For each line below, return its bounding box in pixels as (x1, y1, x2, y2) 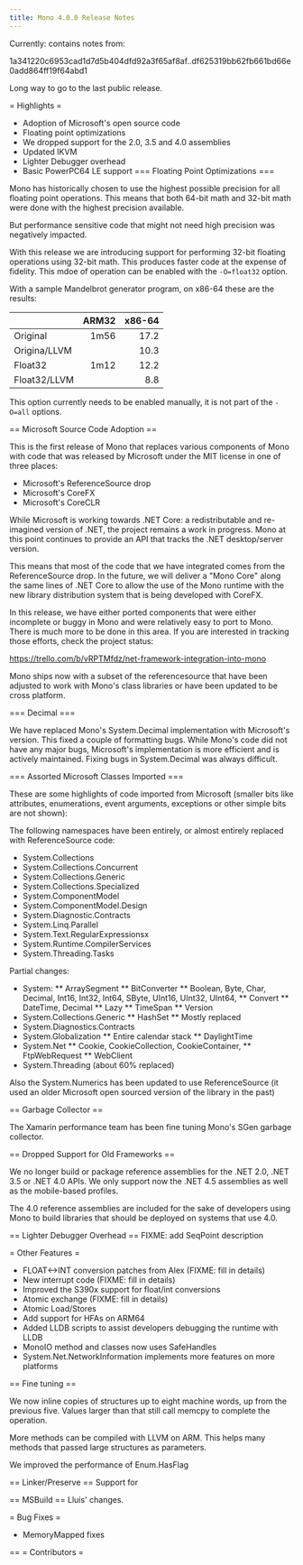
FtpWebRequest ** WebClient (22, 1050, 133, 1061)
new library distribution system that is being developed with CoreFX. (9, 589, 264, 600)
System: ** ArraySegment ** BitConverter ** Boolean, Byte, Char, (22, 982, 266, 993)
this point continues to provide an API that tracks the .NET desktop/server (9, 533, 284, 544)
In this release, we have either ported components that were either (9, 606, 257, 618)
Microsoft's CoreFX (22, 487, 96, 498)
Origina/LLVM (14, 344, 72, 356)
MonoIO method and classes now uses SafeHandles (22, 1341, 217, 1352)
